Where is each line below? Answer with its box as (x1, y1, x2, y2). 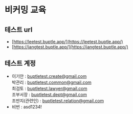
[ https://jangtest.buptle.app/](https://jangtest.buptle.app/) (11, 44, 128, 49)
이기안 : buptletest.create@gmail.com (11, 73, 87, 79)
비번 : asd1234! (11, 104, 42, 110)
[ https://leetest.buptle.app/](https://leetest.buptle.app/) (11, 39, 123, 45)
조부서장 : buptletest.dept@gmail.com (11, 91, 87, 97)
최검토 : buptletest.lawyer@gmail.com (11, 85, 88, 91)
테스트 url (4, 25, 33, 34)
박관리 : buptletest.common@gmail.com (11, 79, 91, 85)
